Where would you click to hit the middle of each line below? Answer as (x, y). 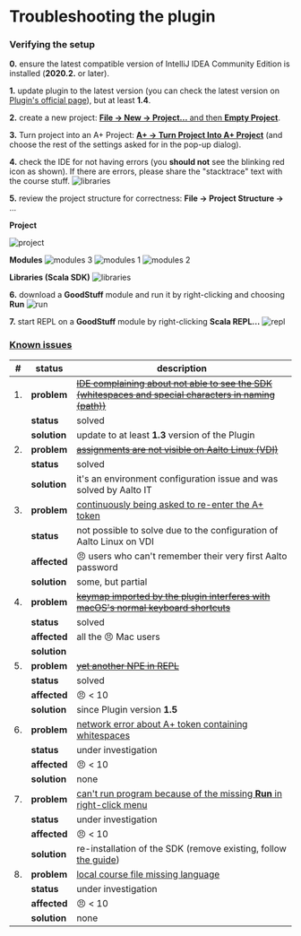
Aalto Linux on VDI (115, 542)
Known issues (41, 345)
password (97, 567)
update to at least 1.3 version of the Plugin (165, 435)
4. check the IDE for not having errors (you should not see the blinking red (147, 162)
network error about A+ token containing (162, 724)
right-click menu (112, 804)
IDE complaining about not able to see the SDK (174, 383)
